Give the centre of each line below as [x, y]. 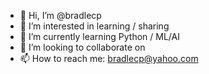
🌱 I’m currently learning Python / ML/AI [99, 36]
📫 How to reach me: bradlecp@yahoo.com [109, 58]
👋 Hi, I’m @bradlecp [60, 15]
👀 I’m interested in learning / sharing [94, 26]
